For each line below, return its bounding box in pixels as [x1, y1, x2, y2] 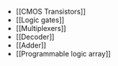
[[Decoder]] [15, 32, 55, 41]
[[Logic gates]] [15, 15, 65, 25]
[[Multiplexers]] [15, 24, 67, 33]
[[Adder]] [15, 41, 47, 50]
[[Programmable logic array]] [15, 49, 111, 58]
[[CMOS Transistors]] [15, 7, 86, 16]
